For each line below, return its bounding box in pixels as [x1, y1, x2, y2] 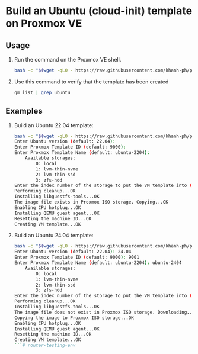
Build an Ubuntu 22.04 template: [14, 121, 94, 128]
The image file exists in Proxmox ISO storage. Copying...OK [14, 199, 169, 205]
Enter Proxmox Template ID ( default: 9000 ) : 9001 [14, 255, 140, 260]
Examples [5, 106, 43, 116]
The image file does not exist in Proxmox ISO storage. [14, 309, 155, 315]
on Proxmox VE [5, 17, 82, 30]
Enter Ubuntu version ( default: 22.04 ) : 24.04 [14, 249, 132, 255]
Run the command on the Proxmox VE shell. [14, 56, 122, 63]
